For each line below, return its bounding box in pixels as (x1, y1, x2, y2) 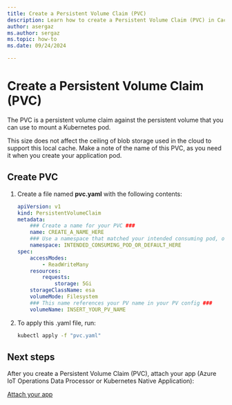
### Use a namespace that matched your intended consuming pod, (30, 235, 219, 242)
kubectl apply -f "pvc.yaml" (17, 332, 101, 339)
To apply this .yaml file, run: (17, 318, 97, 327)
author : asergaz (7, 23, 54, 30)
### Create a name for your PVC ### (30, 222, 135, 229)
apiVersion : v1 (17, 203, 61, 210)
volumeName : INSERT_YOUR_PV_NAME (30, 306, 126, 313)
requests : (42, 274, 70, 281)
